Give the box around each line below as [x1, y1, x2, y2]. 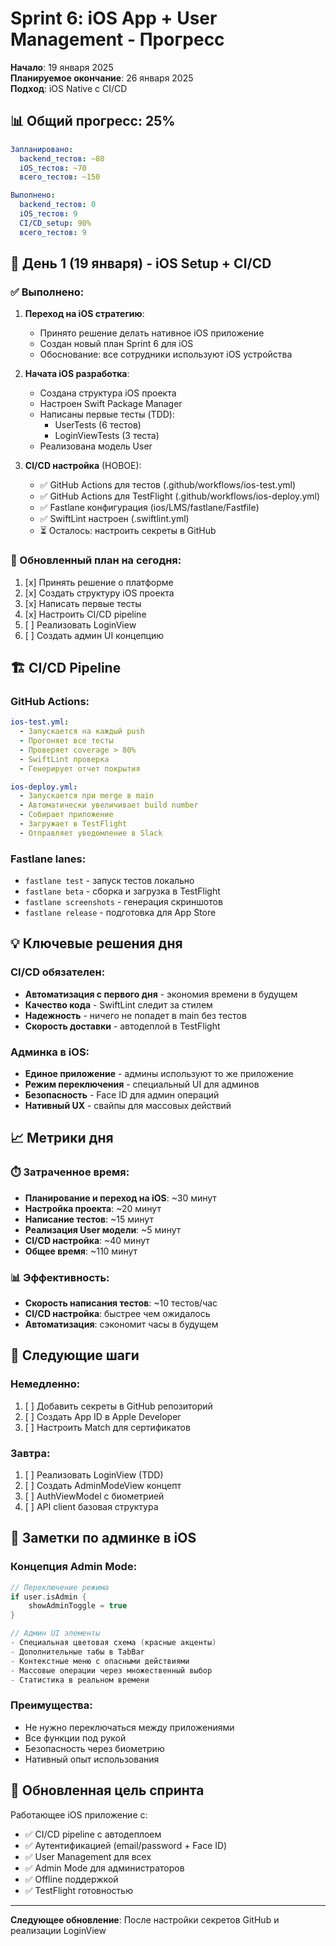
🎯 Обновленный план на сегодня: [10, 553, 182, 567]
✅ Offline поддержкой [24, 1873, 119, 1885]
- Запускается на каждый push [19, 727, 145, 737]
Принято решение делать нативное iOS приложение [39, 327, 265, 339]
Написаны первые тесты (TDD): [39, 408, 175, 421]
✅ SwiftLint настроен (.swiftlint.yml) [39, 513, 190, 525]
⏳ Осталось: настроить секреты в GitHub [39, 525, 217, 537]
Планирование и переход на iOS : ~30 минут [24, 1192, 217, 1204]
